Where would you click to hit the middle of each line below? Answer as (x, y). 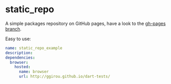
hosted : (22, 67)
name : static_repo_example (34, 48)
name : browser (34, 72)
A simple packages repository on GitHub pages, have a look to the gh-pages (85, 23)
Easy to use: (18, 39)
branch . (13, 29)
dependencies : (20, 58)
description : (19, 53)
